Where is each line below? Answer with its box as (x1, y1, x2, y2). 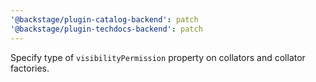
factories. (10, 62, 50, 74)
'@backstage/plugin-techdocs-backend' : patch (10, 24, 203, 34)
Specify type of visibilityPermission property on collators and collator (10, 51, 306, 63)
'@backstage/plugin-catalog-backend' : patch (10, 14, 199, 25)
